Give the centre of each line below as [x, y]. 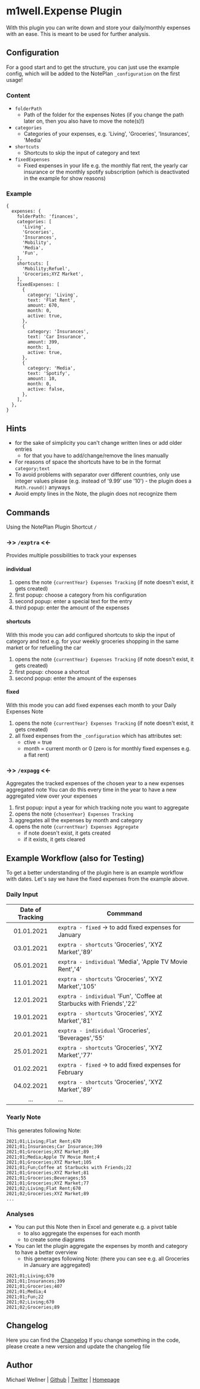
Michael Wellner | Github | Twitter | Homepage [63, 1379]
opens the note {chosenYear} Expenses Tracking [74, 814]
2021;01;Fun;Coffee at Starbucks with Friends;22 [69, 1167]
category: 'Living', [53, 295]
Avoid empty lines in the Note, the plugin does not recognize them [96, 494]
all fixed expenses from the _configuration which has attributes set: [98, 735]
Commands [28, 512]
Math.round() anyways [42, 487]
